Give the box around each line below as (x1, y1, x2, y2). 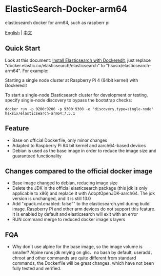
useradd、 (134, 250, 155, 255)
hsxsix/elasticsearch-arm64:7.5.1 (5, 111, 76, 116)
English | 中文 (5, 29, 33, 35)
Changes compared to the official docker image (5, 167, 153, 175)
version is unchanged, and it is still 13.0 (12, 196, 91, 201)
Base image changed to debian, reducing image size (12, 180, 118, 186)
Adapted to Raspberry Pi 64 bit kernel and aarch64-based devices (12, 142, 146, 148)
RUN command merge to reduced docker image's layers (12, 217, 125, 223)
